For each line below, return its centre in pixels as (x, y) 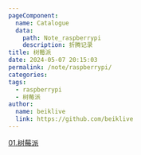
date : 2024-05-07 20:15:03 (53, 60)
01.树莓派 (23, 142)
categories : (28, 75)
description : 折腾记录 (58, 45)
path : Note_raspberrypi (62, 38)
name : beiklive (41, 112)
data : (25, 30)
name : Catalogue (42, 23)
